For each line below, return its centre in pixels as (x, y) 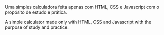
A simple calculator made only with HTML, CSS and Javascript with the (78, 22)
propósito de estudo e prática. (36, 12)
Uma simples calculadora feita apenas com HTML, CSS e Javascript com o (82, 7)
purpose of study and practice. (37, 27)
